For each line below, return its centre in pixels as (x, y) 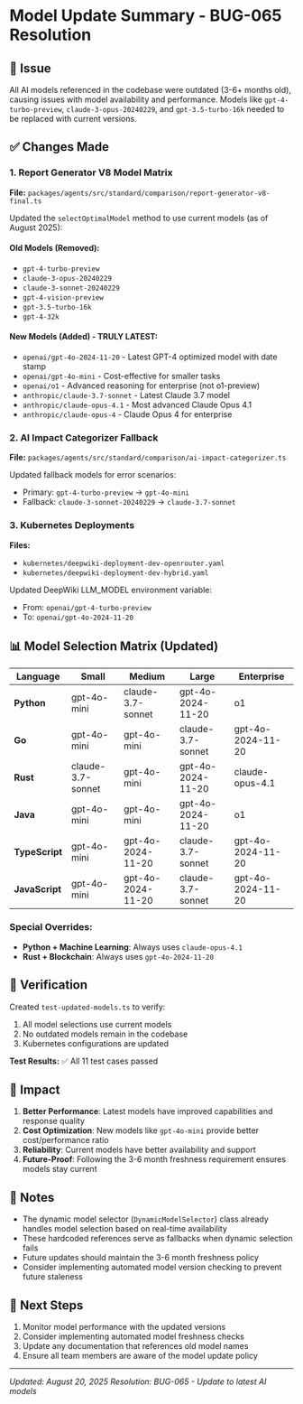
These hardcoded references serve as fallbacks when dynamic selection (157, 1239)
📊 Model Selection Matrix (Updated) (114, 646)
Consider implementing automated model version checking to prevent (152, 1267)
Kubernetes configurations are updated (96, 1043)
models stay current (60, 1169)
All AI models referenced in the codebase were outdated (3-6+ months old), (150, 90)
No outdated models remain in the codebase (105, 1034)
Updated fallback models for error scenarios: (93, 475)
